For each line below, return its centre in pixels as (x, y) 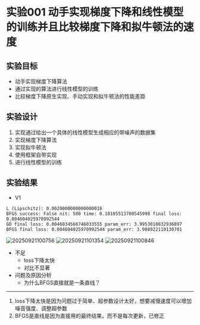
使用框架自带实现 (36, 154)
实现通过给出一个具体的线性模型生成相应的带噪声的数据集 (85, 132)
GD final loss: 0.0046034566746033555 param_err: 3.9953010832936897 (94, 224)
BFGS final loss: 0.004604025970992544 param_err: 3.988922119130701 (94, 229)
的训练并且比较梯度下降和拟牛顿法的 (95, 27)
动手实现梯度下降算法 (41, 81)
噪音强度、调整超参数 (41, 308)
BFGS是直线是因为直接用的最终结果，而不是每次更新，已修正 (90, 315)
